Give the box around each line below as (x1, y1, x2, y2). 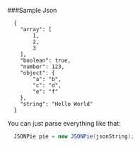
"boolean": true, (20, 57, 71, 64)
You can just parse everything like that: (7, 119, 121, 127)
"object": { (20, 70, 55, 77)
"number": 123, (20, 63, 65, 70)
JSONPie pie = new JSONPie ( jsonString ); (13, 133, 134, 140)
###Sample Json (7, 6, 57, 14)
